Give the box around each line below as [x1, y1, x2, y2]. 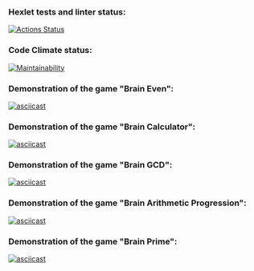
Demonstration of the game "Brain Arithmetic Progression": [8, 197, 247, 208]
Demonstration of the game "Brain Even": [8, 83, 174, 94]
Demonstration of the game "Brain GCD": [8, 160, 173, 171]
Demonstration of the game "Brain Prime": [8, 236, 178, 247]
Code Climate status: [8, 45, 92, 56]
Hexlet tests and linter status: [8, 6, 126, 18]
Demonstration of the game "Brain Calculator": [8, 121, 196, 132]
